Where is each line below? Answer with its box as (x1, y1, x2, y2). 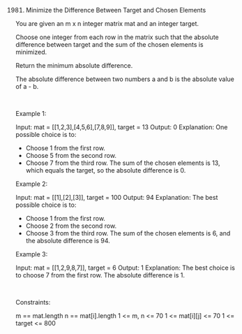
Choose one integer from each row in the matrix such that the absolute (15, 33, 219, 41)
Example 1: (15, 110, 47, 117)
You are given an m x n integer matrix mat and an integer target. (15, 20, 199, 27)
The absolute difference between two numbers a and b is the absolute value (15, 75, 235, 83)
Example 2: (15, 180, 48, 188)
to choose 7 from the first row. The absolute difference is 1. (15, 271, 185, 279)
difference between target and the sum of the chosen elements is (15, 41, 204, 48)
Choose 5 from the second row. (25, 152, 116, 159)
